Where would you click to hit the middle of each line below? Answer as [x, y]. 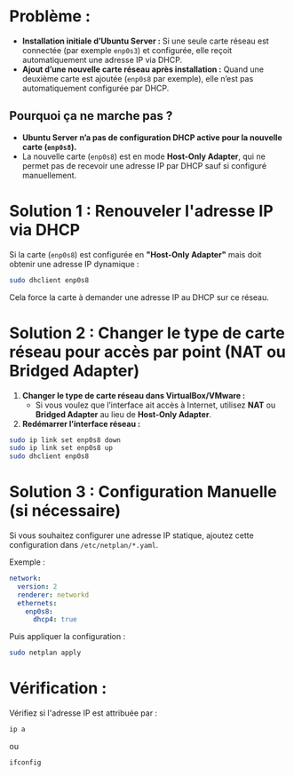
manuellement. [49, 175]
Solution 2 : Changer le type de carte [147, 333]
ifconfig [25, 763]
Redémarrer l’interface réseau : [81, 424]
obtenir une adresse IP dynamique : [74, 264]
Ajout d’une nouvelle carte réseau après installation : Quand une [143, 69]
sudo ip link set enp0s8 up [61, 448]
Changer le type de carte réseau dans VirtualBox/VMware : [134, 395]
